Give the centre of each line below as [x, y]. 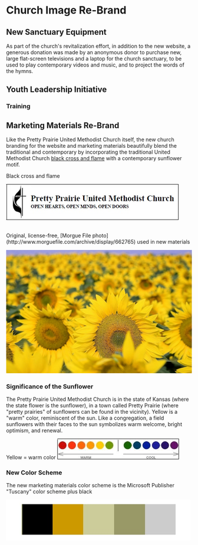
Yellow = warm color [31, 457]
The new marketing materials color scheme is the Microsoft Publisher [90, 486]
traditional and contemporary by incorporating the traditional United [88, 152]
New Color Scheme [34, 473]
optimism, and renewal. [34, 430]
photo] [100, 235]
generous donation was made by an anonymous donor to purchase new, [94, 52]
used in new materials [164, 242]
